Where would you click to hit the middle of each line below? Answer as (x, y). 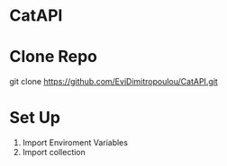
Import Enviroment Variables (75, 143)
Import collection (54, 153)
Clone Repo (53, 57)
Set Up (35, 118)
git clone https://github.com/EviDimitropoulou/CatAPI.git (113, 82)
